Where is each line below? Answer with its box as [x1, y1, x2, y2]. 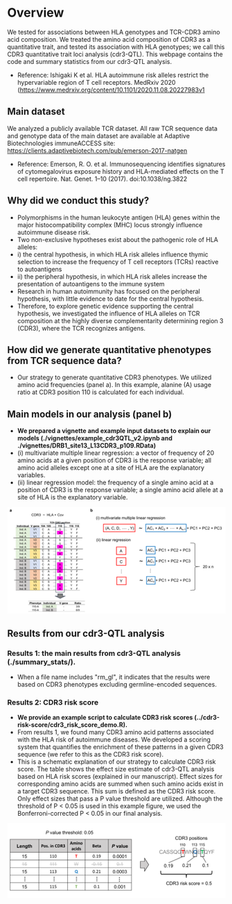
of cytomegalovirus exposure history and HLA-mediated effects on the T [17, 167, 224, 175]
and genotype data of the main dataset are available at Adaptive [7, 131, 190, 140]
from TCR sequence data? [7, 354, 123, 366]
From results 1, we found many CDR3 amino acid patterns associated [17, 728, 214, 737]
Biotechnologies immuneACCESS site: [7, 139, 116, 147]
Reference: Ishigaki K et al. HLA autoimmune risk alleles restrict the [17, 71, 209, 79]
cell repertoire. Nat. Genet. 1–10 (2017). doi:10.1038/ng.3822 [17, 174, 188, 183]
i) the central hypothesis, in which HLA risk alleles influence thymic [17, 250, 209, 258]
